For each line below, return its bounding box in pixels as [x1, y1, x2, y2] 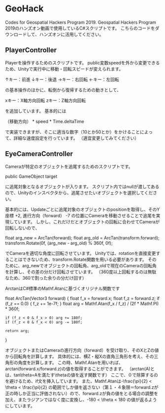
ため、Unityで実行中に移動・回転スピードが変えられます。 [5, 66, 124, 72]
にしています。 [5, 403, 35, 409]
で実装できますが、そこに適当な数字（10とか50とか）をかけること [5, 129, 140, 135]
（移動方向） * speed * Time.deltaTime [5, 118, 85, 124]
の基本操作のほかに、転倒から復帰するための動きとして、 [5, 87, 122, 93]
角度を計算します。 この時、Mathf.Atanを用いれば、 [18, 359, 123, 366]
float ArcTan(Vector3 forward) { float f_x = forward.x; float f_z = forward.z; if [5, 295, 160, 301]
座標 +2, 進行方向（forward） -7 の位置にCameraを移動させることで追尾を [5, 212, 156, 218]
